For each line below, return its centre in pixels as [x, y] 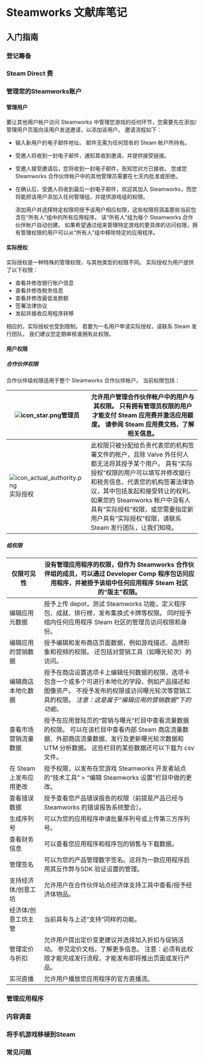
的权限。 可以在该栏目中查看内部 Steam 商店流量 [113, 730]
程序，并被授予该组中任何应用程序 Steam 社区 [122, 583]
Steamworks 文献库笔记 [67, 12]
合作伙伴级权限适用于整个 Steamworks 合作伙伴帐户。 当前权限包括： [93, 380]
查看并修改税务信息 [39, 290]
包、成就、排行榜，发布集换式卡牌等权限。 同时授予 [118, 613]
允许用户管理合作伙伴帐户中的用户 [140, 397]
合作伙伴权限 [22, 364]
